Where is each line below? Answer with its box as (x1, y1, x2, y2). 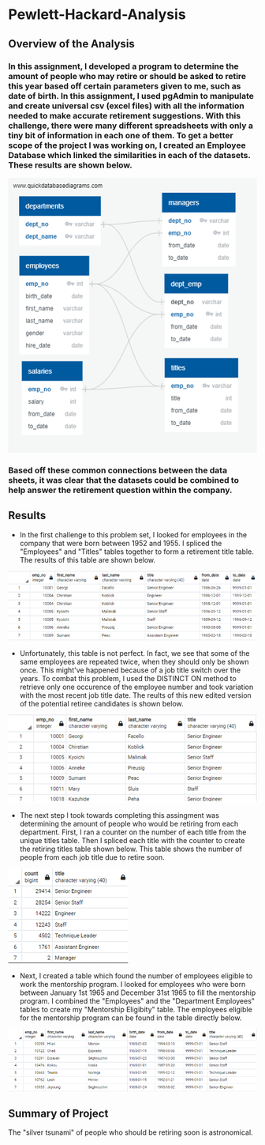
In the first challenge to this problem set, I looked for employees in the (19, 529, 247, 539)
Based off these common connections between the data (8, 465, 227, 476)
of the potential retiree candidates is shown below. (19, 699, 184, 708)
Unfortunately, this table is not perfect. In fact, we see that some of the (19, 648, 250, 657)
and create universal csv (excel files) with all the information (8, 100, 244, 111)
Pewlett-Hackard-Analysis (8, 6, 187, 24)
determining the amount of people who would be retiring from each (19, 819, 239, 828)
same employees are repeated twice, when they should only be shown (19, 657, 250, 666)
